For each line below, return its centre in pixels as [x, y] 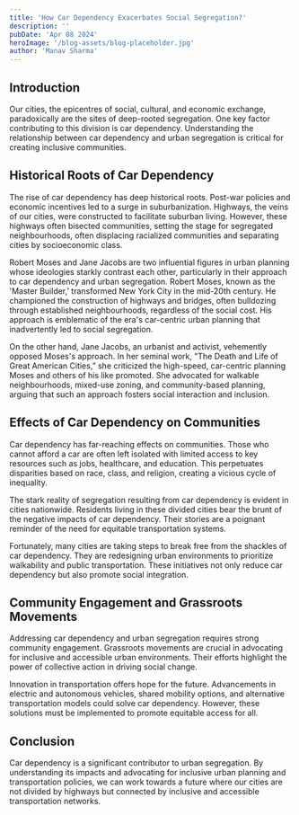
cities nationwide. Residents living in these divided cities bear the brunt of [146, 509]
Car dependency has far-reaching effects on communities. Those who [139, 444]
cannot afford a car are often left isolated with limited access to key [134, 454]
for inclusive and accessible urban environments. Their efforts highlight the [148, 658]
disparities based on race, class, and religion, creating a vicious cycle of [143, 473]
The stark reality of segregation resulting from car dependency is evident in [149, 500]
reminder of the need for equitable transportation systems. [118, 528]
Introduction [45, 88]
